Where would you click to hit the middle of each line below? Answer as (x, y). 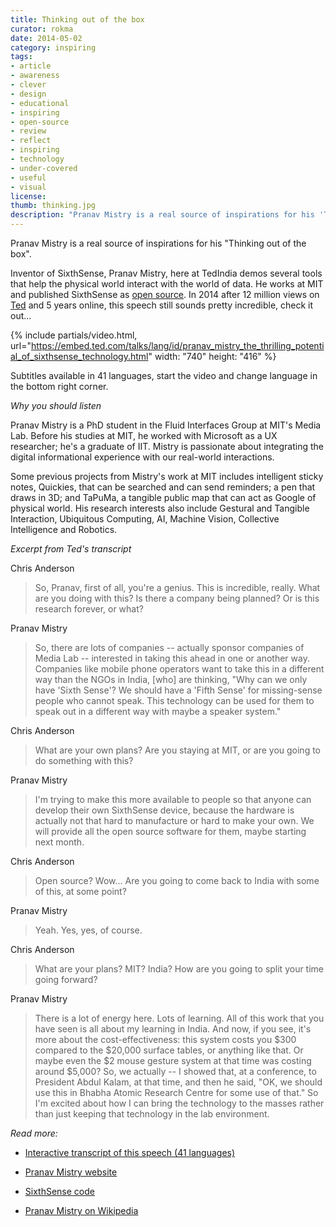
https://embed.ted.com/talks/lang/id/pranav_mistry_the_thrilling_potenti (177, 345)
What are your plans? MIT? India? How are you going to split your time (179, 969)
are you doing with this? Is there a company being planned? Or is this (177, 598)
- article (31, 66)
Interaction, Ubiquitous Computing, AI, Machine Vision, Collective (145, 519)
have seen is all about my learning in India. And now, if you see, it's (173, 1029)
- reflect (31, 141)
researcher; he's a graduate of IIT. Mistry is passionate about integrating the (167, 446)
